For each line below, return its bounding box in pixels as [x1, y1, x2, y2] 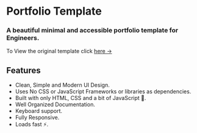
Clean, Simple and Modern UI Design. [15, 81, 110, 89]
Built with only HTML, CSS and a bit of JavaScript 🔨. [15, 95, 146, 102]
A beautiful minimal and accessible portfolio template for [6, 26, 179, 35]
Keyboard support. [15, 107, 63, 115]
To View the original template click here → [6, 48, 112, 55]
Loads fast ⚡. [15, 121, 49, 128]
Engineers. [6, 34, 40, 42]
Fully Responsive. [15, 114, 60, 121]
